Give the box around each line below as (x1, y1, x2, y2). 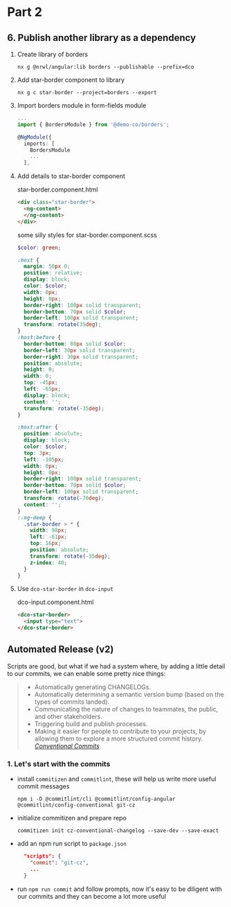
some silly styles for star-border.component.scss (17, 230, 158, 239)
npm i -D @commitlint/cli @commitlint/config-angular (17, 795, 176, 803)
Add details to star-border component (17, 172, 126, 180)
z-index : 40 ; (30, 559, 68, 566)
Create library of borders (17, 50, 89, 58)
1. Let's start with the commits (7, 759, 111, 768)
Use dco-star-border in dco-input (17, 585, 114, 593)
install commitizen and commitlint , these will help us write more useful (17, 775, 216, 784)
